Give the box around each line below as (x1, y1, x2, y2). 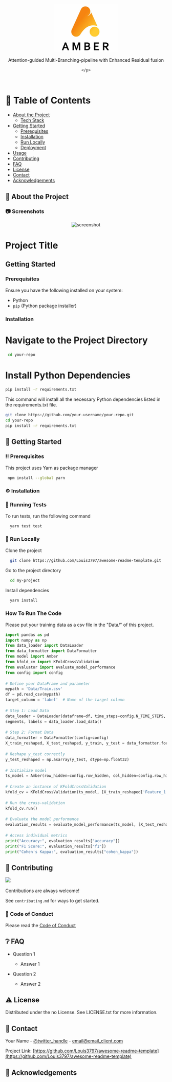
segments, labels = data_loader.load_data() (5, 719, 102, 724)
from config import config (5, 670, 63, 675)
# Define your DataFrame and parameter (5, 681, 91, 686)
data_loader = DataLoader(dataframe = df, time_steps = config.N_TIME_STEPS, (5, 714, 166, 719)
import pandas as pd (5, 632, 50, 637)
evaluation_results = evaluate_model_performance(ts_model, (5, 822, 137, 827)
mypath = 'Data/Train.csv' (5, 686, 63, 691)
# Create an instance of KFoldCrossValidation (5, 784, 106, 789)
